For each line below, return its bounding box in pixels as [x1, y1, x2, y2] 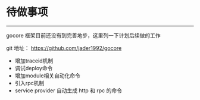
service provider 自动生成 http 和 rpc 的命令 [14, 87, 122, 94]
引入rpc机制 [14, 79, 45, 86]
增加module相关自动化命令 [14, 72, 80, 79]
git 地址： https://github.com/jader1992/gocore [6, 44, 122, 51]
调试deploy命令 [14, 64, 53, 71]
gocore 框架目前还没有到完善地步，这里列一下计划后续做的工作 [6, 32, 161, 39]
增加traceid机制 [14, 57, 54, 64]
